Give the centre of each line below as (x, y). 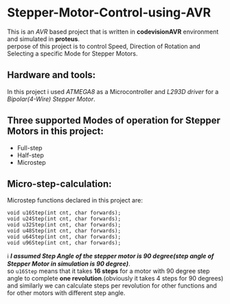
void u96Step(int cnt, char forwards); (64, 243)
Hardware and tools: (51, 75)
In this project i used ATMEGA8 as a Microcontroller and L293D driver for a (113, 91)
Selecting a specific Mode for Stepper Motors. (73, 54)
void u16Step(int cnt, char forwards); (64, 213)
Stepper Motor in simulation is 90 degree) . (69, 264)
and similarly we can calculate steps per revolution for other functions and (112, 285)
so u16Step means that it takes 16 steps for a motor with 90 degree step (108, 271)
